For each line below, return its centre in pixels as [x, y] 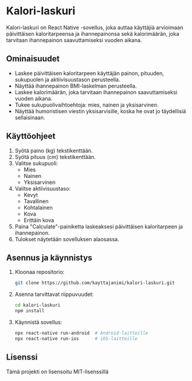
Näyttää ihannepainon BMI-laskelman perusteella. [76, 86]
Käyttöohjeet [31, 136]
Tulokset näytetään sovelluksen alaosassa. [67, 239]
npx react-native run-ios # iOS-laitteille [76, 338]
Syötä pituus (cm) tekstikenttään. [55, 157]
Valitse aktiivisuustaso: [43, 188]
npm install [29, 311]
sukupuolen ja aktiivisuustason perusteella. [67, 79]
